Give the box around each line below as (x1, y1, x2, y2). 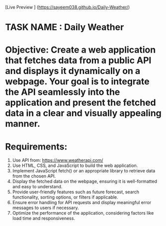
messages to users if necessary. (12, 205, 79, 211)
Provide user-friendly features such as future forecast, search (12, 189, 140, 195)
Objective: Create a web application (5, 44, 156, 56)
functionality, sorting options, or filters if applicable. (12, 194, 118, 200)
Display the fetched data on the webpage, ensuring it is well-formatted (12, 178, 158, 184)
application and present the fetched (5, 97, 157, 108)
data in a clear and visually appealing (5, 108, 162, 119)
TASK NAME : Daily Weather (5, 22, 124, 33)
